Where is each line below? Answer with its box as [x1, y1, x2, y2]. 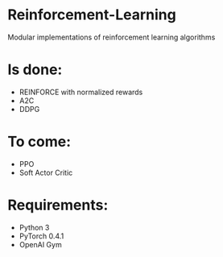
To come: [7, 133, 72, 151]
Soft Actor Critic [19, 168, 73, 177]
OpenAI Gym [19, 239, 62, 249]
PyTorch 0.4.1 [19, 231, 64, 241]
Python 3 [19, 222, 50, 232]
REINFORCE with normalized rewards [19, 87, 143, 97]
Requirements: [7, 196, 109, 214]
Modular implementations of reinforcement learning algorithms [7, 32, 216, 42]
